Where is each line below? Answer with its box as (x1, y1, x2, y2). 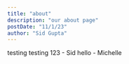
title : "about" (7, 10, 52, 17)
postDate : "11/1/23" (7, 23, 68, 30)
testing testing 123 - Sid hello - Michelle (7, 49, 122, 57)
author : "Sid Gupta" (7, 29, 68, 37)
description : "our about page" (7, 17, 99, 24)
